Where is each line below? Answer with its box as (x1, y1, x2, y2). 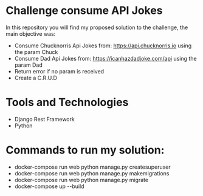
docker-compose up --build (14, 183, 84, 190)
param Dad (14, 61, 43, 69)
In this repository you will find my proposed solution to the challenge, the (5, 24, 188, 31)
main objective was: (5, 30, 56, 37)
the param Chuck (14, 48, 58, 55)
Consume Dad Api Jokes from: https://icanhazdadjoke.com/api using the (14, 55, 197, 62)
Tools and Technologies (5, 95, 129, 109)
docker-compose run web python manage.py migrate (14, 176, 149, 183)
